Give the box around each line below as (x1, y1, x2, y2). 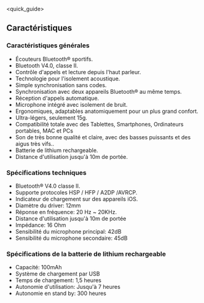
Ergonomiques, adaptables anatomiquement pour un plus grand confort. (15, 107, 198, 115)
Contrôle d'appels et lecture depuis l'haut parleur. (15, 68, 141, 75)
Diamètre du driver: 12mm (15, 202, 81, 209)
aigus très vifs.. (15, 140, 54, 147)
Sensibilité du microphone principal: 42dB (15, 228, 122, 235)
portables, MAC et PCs (15, 127, 74, 134)
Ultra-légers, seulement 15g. (15, 113, 88, 121)
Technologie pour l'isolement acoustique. (15, 75, 120, 82)
